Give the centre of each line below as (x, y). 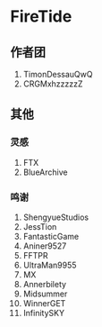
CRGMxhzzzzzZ (53, 84)
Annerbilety (44, 284)
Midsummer (45, 294)
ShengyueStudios (55, 217)
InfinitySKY (44, 313)
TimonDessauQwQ (58, 74)
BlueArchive (45, 172)
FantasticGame (51, 236)
